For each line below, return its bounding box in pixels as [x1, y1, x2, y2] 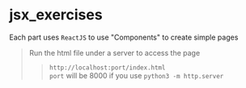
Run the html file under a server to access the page [28, 48, 201, 57]
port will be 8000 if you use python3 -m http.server [49, 70, 224, 80]
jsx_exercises [9, 6, 104, 24]
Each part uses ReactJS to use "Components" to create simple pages [9, 32, 239, 42]
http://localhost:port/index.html [49, 63, 166, 72]
